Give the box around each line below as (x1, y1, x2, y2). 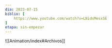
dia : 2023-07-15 (5, 7, 38, 12)
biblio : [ (5, 12, 25, 16)
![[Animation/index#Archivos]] (5, 38, 65, 44)
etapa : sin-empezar (5, 25, 45, 30)
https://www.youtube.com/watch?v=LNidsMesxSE (14, 16, 108, 21)
